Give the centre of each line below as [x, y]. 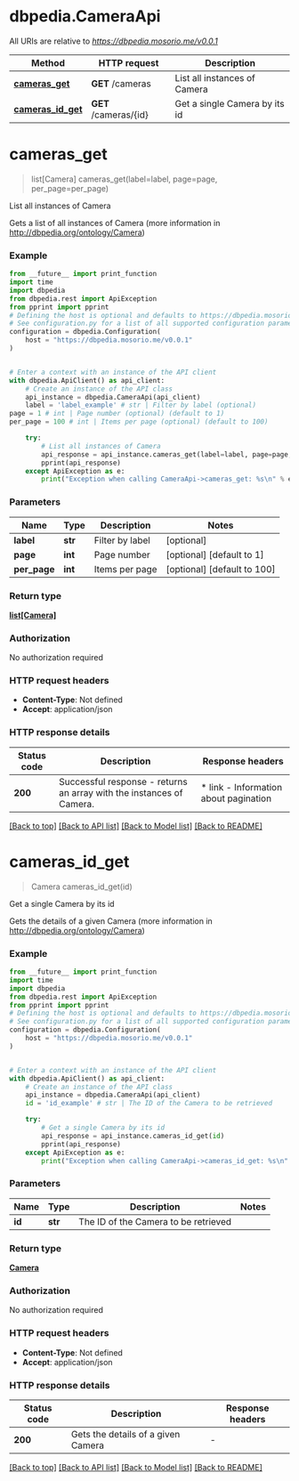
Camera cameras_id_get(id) [82, 886]
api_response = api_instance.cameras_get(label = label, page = [157, 454]
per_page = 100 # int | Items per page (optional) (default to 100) [139, 422]
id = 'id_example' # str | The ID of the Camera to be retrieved [149, 1104]
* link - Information [242, 787]
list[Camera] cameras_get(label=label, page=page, [124, 179]
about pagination [236, 798]
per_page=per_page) [70, 188]
